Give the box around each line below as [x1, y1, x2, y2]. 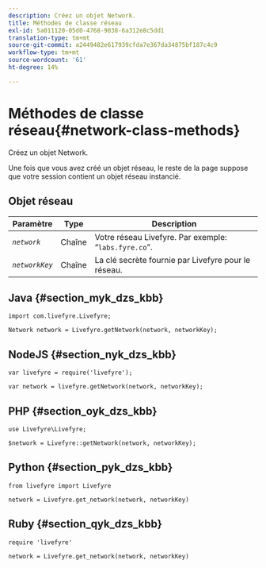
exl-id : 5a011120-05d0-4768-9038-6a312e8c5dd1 [8, 26, 165, 34]
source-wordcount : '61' [8, 56, 87, 64]
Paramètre [12, 218, 53, 229]
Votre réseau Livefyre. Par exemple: [94, 231, 227, 242]
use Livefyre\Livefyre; [8, 425, 87, 433]
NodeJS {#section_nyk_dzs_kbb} [8, 347, 177, 361]
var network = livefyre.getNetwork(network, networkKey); [8, 383, 203, 391]
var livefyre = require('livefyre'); [8, 369, 133, 377]
